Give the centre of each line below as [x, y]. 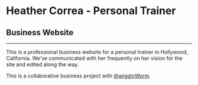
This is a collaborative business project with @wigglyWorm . [79, 76]
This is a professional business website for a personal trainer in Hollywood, [97, 52]
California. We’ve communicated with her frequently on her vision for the [94, 58]
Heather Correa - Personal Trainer [91, 11]
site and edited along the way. [43, 64]
